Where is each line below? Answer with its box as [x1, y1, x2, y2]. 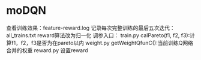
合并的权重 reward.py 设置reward [6, 46, 88, 54]
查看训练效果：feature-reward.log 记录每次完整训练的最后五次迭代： [6, 24, 175, 31]
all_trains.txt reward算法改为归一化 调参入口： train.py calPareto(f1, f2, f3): [6, 31, 190, 39]
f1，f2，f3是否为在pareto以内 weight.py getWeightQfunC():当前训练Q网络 [11, 39, 194, 46]
